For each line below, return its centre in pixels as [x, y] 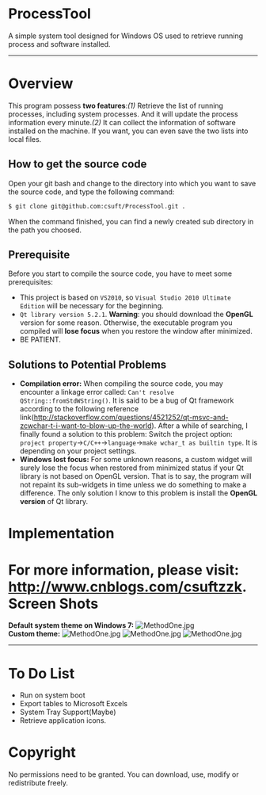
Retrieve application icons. [63, 720]
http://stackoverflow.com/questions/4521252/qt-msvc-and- [131, 418]
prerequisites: [31, 282]
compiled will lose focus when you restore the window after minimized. [136, 331]
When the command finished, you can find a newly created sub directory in [131, 221]
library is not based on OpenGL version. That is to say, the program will [135, 476]
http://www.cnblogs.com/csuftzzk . [127, 587]
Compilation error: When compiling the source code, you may [121, 384]
